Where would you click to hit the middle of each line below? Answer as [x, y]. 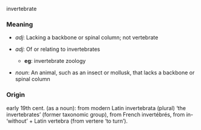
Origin [16, 95]
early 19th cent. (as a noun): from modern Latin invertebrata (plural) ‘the [96, 108]
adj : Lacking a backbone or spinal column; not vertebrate [87, 37]
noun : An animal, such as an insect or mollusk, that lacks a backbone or [105, 73]
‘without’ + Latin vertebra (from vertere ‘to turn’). [67, 121]
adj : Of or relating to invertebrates [57, 49]
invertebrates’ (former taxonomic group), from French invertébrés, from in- [100, 114]
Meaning [20, 24]
